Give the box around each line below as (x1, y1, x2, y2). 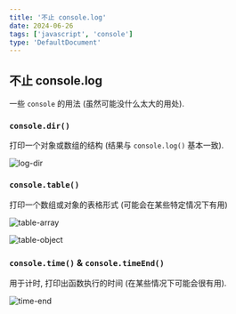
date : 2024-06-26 (9, 21, 74, 30)
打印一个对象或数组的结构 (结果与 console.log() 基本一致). (9, 140, 224, 151)
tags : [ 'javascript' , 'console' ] (9, 29, 134, 38)
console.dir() (9, 121, 70, 131)
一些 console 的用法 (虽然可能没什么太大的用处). (9, 99, 185, 109)
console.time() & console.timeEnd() (9, 256, 165, 269)
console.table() (9, 180, 80, 190)
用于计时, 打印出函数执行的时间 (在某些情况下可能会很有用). (9, 278, 227, 288)
